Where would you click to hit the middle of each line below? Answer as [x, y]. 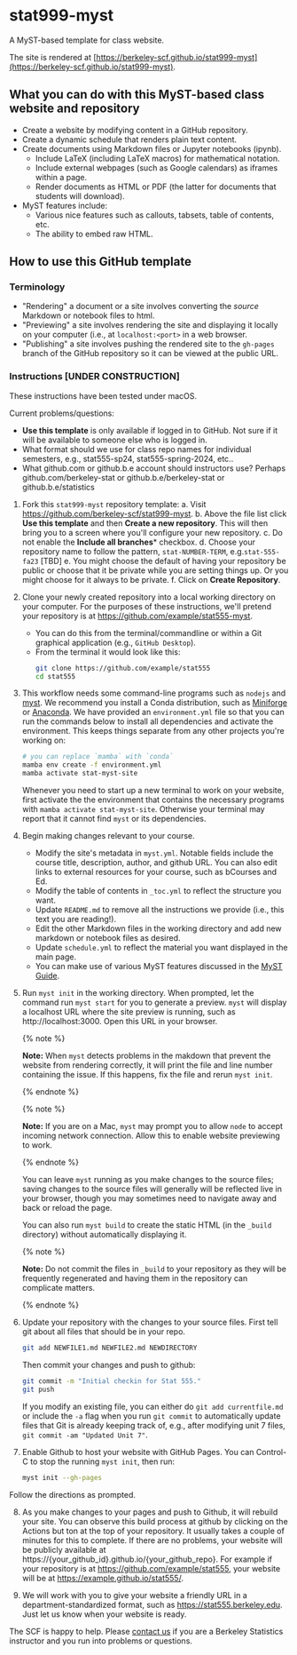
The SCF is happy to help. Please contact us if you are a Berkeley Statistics [146, 1631]
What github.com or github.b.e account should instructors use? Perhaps [154, 468]
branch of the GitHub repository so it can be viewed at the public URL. [150, 354]
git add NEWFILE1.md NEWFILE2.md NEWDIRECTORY [109, 1348]
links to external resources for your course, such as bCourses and [156, 872]
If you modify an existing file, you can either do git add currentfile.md [152, 1406]
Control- [271, 1452]
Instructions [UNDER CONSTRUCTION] [94, 377]
